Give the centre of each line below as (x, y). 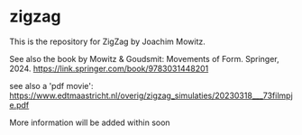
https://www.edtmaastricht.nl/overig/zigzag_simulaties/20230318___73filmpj (151, 95)
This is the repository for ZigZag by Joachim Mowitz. (107, 41)
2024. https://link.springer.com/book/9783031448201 (109, 68)
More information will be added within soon (90, 122)
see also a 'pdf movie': (51, 85)
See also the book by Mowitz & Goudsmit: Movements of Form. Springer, (144, 58)
